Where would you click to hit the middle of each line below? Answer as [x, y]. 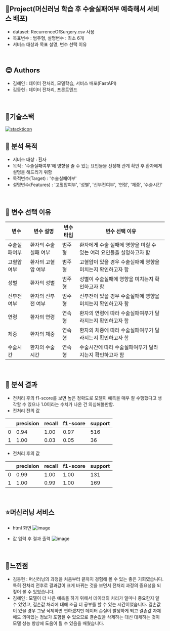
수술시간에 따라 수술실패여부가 [113, 347]
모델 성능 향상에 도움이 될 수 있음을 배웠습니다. [58, 623]
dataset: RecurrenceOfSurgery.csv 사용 [53, 31]
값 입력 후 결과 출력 [31, 538]
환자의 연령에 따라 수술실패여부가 [116, 313]
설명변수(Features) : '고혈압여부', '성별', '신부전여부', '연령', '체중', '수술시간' [88, 185]
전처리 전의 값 [26, 411]
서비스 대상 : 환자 [29, 160]
